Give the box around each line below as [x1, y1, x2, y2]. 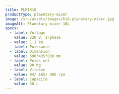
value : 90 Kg [14, 63, 41, 68]
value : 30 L [14, 81, 39, 86]
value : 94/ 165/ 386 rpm [14, 72, 65, 77]
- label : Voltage [9, 30, 46, 35]
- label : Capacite [9, 77, 48, 82]
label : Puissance [14, 44, 50, 49]
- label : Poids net [9, 58, 50, 63]
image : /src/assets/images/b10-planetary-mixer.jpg [5, 16, 114, 21]
